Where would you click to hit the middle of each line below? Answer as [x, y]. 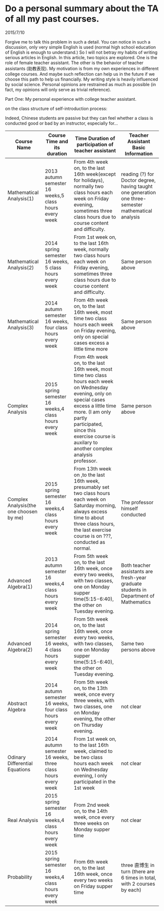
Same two [133, 644]
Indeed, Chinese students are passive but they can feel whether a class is [79, 118]
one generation [139, 192]
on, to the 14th [91, 811]
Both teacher [136, 565]
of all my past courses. [52, 19]
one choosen [22, 511]
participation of [95, 144]
